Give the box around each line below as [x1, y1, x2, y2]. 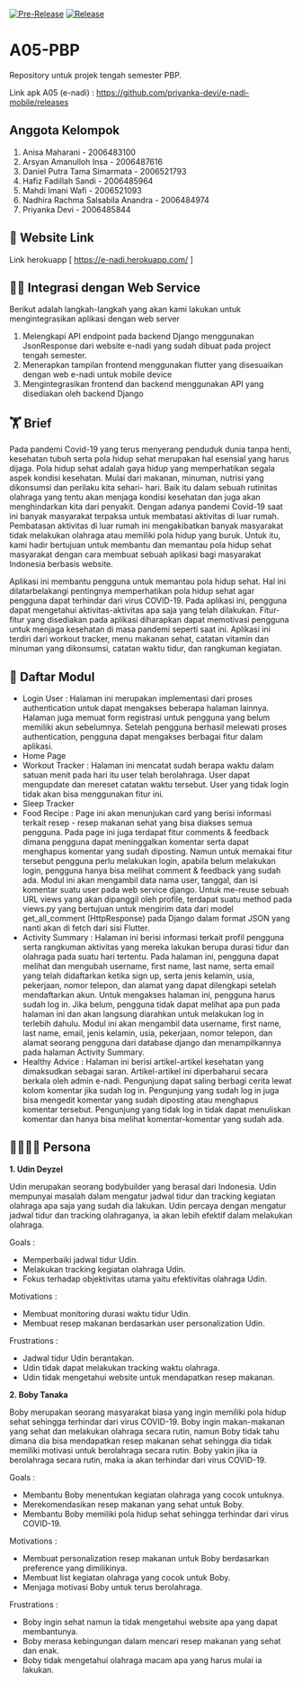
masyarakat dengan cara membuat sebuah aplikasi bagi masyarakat [9, 549, 262, 560]
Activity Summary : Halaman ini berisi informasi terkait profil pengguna [22, 932, 285, 942]
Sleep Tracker [22, 798, 75, 809]
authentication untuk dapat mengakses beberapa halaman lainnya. [22, 703, 270, 713]
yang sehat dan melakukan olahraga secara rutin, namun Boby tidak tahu [9, 1426, 280, 1436]
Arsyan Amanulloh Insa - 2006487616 [22, 156, 164, 166]
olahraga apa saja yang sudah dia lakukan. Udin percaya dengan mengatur [9, 1200, 287, 1210]
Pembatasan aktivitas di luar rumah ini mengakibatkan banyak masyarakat [9, 520, 284, 531]
